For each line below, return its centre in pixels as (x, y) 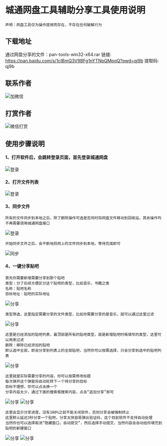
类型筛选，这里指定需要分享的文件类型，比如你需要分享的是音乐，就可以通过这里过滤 (79, 314)
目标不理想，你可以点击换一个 (31, 386)
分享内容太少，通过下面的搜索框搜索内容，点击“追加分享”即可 (59, 392)
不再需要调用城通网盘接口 (27, 223)
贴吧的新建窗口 (18, 428)
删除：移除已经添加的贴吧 (27, 345)
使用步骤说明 (25, 144)
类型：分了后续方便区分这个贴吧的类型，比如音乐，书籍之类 (57, 283)
